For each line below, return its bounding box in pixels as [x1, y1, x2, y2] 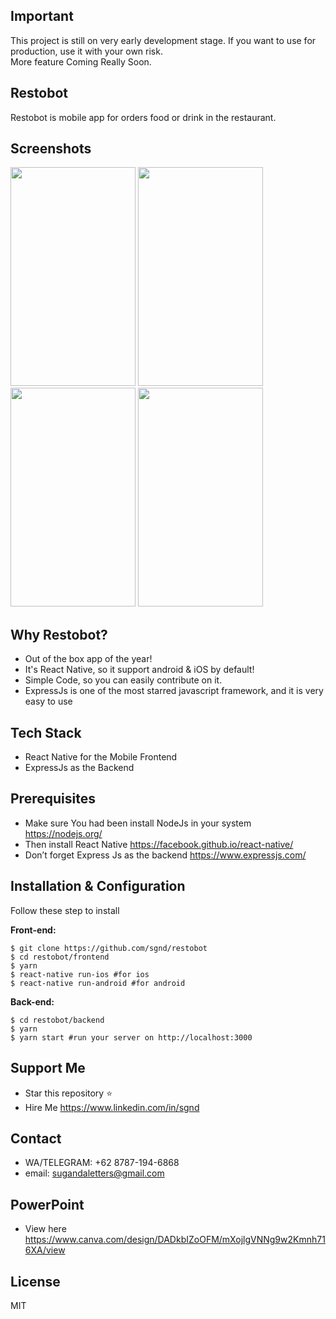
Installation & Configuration [10, 878, 186, 895]
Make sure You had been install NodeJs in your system [24, 817, 252, 829]
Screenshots [10, 140, 92, 158]
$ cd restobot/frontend [10, 952, 110, 962]
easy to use [24, 695, 73, 708]
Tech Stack [10, 724, 82, 741]
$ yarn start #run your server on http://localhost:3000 [10, 1032, 253, 1043]
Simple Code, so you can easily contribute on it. [24, 674, 223, 686]
